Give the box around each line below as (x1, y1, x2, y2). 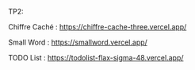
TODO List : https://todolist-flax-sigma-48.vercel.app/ (8, 53, 184, 62)
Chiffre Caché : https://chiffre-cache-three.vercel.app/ (8, 22, 187, 31)
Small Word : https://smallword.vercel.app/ (8, 37, 148, 47)
